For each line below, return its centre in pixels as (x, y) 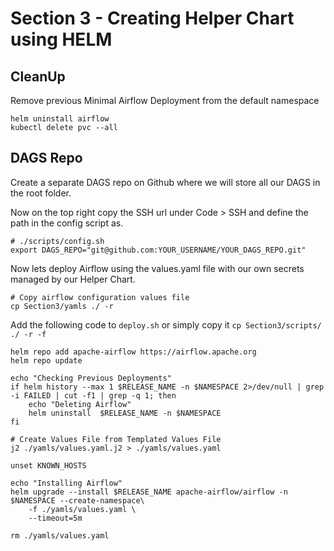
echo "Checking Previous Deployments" (91, 378)
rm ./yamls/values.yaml (60, 535)
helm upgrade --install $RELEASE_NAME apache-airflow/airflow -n (149, 492)
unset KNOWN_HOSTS (48, 465)
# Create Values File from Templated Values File (116, 439)
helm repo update (46, 360)
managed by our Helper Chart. (73, 279)
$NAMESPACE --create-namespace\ (77, 500)
